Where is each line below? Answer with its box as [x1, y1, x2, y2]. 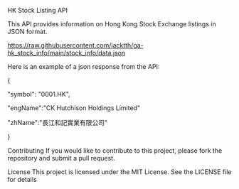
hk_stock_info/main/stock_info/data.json [7, 49, 126, 57]
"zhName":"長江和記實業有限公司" [7, 119, 108, 126]
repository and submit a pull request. [7, 154, 115, 162]
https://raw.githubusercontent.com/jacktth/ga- [7, 41, 144, 49]
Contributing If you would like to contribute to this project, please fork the [7, 146, 223, 155]
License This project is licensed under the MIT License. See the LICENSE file [7, 168, 232, 176]
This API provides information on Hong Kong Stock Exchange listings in [7, 20, 216, 28]
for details [7, 175, 37, 183]
